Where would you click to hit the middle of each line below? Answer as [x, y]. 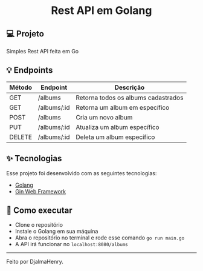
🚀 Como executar [39, 211]
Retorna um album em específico [122, 107]
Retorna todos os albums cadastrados [129, 98]
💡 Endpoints [30, 70]
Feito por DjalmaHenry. [35, 262]
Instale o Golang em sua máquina [56, 232]
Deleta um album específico [115, 137]
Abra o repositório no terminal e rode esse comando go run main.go [100, 238]
